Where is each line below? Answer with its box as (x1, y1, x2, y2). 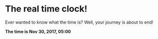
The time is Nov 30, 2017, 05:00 (5, 28, 71, 34)
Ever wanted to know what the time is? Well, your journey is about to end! (5, 19, 154, 25)
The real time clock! (5, 3, 87, 14)
